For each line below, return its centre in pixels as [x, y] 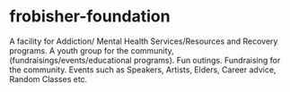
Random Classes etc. [48, 79]
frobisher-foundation [90, 17]
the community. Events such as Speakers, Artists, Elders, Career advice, [143, 70]
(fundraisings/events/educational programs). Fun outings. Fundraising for [145, 60]
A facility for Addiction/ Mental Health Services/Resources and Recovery [144, 41]
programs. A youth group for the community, [92, 50]
